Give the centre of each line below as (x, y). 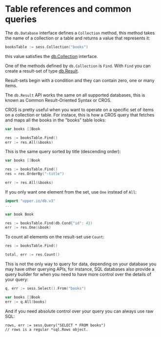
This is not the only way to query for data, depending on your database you (81, 264)
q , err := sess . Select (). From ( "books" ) (46, 289)
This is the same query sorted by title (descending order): (63, 152)
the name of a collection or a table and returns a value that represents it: (78, 38)
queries (21, 19)
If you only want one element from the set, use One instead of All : (71, 192)
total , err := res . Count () (32, 255)
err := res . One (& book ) (28, 228)
